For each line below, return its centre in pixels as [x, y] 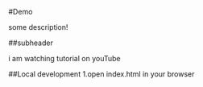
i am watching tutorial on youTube [64, 58]
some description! [38, 27]
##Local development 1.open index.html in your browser [101, 74]
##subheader [31, 43]
